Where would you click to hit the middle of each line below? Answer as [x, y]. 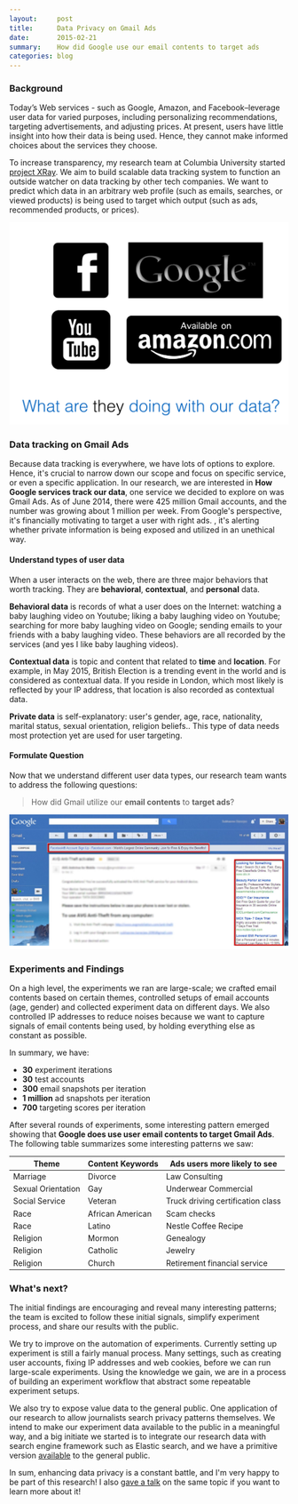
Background [36, 89]
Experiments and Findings [67, 969]
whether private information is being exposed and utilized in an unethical [142, 530]
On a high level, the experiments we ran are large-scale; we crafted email [143, 988]
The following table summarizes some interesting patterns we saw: [132, 1144]
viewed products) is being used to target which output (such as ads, [134, 201]
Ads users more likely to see [223, 1164]
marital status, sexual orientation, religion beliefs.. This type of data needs [144, 725]
